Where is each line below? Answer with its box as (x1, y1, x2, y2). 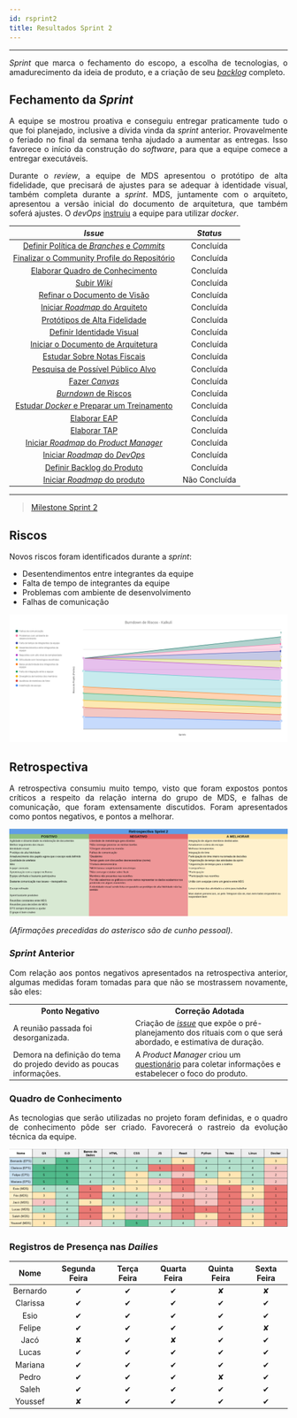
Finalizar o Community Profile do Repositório (12, 253, 175, 264)
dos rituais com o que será (186, 1027, 283, 1039)
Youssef (14, 1396, 46, 1407)
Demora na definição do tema (12, 1049, 121, 1060)
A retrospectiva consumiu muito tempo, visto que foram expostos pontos (9, 783, 288, 793)
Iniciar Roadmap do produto (42, 474, 146, 485)
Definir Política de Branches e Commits (22, 241, 165, 251)
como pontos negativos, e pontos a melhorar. (9, 811, 174, 822)
